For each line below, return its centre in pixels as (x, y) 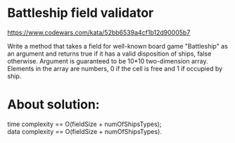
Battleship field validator (81, 13)
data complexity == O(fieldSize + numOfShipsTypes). (84, 131)
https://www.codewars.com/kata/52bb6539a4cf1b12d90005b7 (99, 32)
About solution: (53, 105)
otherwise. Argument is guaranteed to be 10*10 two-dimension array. (108, 61)
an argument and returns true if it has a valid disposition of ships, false (109, 54)
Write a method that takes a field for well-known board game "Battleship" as (118, 46)
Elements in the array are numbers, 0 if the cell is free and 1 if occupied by (115, 68)
